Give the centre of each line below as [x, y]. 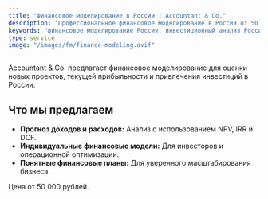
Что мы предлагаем [61, 109]
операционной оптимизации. [69, 154]
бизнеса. [35, 171]
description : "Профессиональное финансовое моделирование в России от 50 [134, 23]
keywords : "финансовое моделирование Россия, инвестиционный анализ [124, 30]
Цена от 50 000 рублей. [49, 186]
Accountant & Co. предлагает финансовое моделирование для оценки [128, 68]
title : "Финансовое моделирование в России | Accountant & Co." [117, 16]
